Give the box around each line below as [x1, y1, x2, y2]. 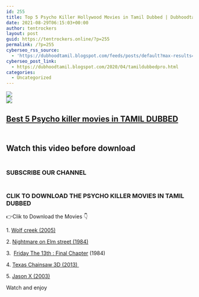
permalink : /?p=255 [6, 42, 54, 48]
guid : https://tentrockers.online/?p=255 [6, 36, 110, 42]
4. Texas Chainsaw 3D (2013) [6, 261, 78, 269]
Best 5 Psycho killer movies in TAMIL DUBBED [6, 114, 179, 124]
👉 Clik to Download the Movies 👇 [6, 213, 88, 220]
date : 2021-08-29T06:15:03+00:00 [6, 20, 89, 25]
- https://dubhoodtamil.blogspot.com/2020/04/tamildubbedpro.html [11, 63, 179, 70]
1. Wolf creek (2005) [6, 226, 56, 234]
